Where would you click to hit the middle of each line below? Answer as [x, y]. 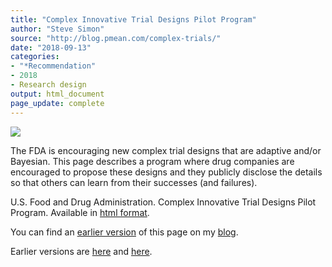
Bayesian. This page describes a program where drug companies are [152, 161]
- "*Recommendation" [53, 66]
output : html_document [57, 94]
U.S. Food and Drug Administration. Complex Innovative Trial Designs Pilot [163, 202]
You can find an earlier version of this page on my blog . [124, 232]
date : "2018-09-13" [51, 47]
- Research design [48, 85]
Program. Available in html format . [80, 212]
